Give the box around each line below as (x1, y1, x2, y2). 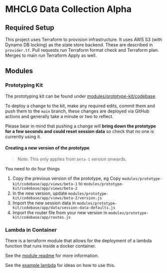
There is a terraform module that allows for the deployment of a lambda (5, 238, 152, 244)
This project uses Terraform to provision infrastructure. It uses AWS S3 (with (5, 36, 163, 42)
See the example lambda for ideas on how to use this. (5, 263, 116, 269)
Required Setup (5, 23, 55, 32)
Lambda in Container (5, 226, 57, 233)
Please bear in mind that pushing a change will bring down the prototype (5, 123, 156, 129)
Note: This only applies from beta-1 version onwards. (17, 156, 127, 162)
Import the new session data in (12, 200, 76, 206)
